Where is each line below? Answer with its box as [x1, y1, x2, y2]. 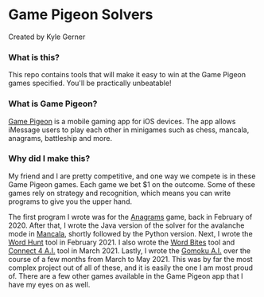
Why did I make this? [8, 153, 91, 164]
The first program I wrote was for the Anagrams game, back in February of [8, 212, 253, 221]
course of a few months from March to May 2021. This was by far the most [8, 254, 253, 264]
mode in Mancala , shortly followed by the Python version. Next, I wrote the [8, 229, 253, 238]
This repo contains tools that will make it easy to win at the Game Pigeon [8, 70, 247, 80]
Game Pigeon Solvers [8, 6, 153, 24]
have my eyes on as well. [8, 279, 91, 289]
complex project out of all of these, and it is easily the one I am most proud [8, 263, 253, 272]
